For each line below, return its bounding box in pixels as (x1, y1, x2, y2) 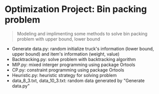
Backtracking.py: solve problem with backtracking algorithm (11, 56, 136, 62)
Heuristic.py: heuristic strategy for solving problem (11, 72, 117, 78)
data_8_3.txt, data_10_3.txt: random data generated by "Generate (11, 77, 145, 83)
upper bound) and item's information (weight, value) (11, 51, 119, 57)
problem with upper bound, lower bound (16, 36, 100, 42)
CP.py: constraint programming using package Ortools (11, 66, 124, 73)
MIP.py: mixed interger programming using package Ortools (11, 61, 135, 67)
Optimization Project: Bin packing (4, 3, 147, 15)
